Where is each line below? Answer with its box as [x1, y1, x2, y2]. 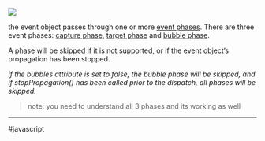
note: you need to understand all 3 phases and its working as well [27, 102, 241, 110]
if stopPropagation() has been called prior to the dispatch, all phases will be [8, 78, 256, 87]
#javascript [8, 124, 45, 133]
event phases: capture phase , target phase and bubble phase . [8, 31, 211, 39]
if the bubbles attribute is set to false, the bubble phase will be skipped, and [8, 69, 256, 79]
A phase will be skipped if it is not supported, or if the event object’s [8, 46, 230, 55]
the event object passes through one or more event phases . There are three [8, 22, 255, 32]
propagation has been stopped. [8, 54, 110, 63]
